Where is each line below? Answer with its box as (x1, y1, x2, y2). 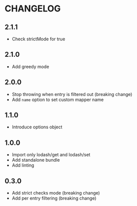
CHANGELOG (4, 3, 61, 14)
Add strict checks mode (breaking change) (11, 190, 100, 196)
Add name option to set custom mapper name (11, 97, 104, 103)
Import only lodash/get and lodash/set (11, 152, 91, 158)
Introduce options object (11, 124, 63, 130)
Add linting (11, 162, 34, 168)
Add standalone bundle (11, 157, 60, 163)
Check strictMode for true (11, 36, 65, 42)
